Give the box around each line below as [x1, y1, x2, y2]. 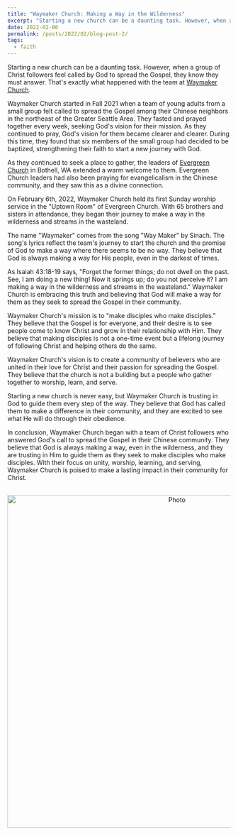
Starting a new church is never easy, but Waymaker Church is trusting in [7, 392, 218, 400]
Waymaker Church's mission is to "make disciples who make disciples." [7, 312, 216, 320]
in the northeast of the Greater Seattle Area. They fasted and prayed [7, 114, 207, 123]
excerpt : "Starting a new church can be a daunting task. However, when [7, 17, 227, 24]
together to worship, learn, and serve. [7, 378, 118, 386]
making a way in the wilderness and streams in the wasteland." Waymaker [7, 283, 224, 291]
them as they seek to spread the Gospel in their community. [7, 298, 182, 306]
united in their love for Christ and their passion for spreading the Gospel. [7, 363, 219, 371]
